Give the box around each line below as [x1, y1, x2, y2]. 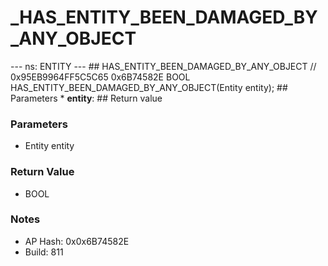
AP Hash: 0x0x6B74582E [24, 235, 130, 247]
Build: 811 [24, 246, 64, 258]
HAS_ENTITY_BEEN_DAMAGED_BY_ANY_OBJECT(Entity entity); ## [10, 81, 288, 93]
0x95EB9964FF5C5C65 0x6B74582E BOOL [10, 71, 191, 83]
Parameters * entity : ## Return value [10, 92, 163, 104]
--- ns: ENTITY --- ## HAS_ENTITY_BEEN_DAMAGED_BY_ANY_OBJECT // [10, 60, 317, 72]
